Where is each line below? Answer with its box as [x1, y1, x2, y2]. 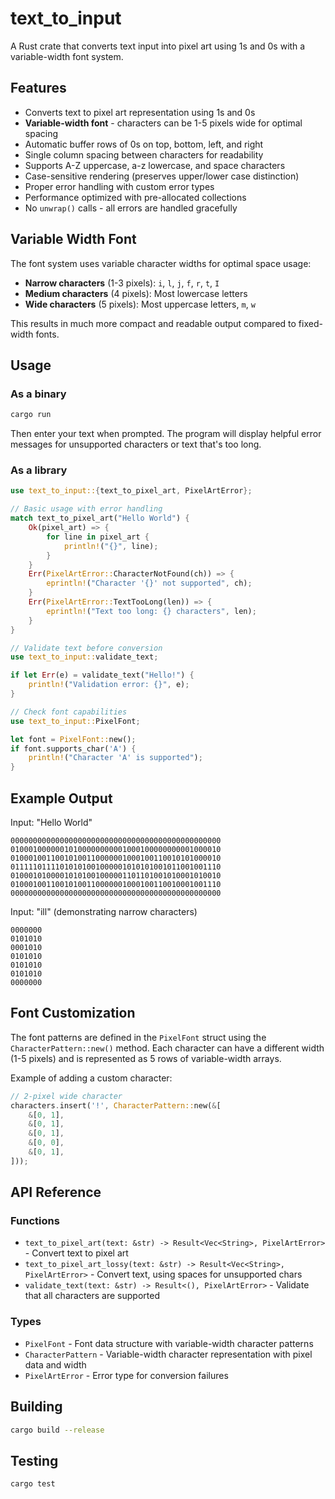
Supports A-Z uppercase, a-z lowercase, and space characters [24, 159, 286, 171]
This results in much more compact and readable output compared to [10, 317, 297, 329]
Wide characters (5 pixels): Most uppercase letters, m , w [24, 298, 256, 310]
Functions [10, 1214, 60, 1228]
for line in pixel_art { [46, 532, 150, 542]
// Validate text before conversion [10, 643, 163, 653]
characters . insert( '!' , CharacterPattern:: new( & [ [10, 1100, 222, 1111]
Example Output [10, 790, 113, 807]
